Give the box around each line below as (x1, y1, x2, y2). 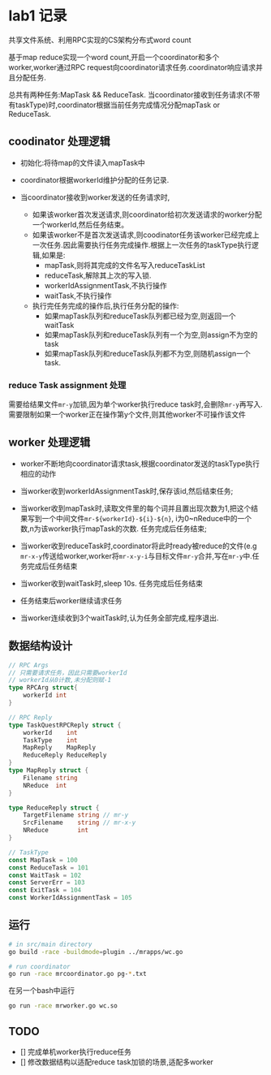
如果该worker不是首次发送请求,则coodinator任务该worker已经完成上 (32, 230, 260, 240)
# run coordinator (8, 962, 71, 970)
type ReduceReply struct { (8, 804, 100, 812)
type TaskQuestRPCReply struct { (8, 721, 122, 729)
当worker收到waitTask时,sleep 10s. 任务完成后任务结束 (19, 578, 203, 588)
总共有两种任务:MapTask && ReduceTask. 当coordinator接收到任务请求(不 (8, 89, 253, 99)
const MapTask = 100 (8, 856, 79, 864)
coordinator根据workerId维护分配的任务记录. (19, 175, 170, 184)
